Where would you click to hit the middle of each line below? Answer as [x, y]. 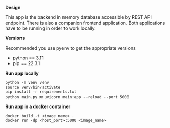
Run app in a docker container [38, 106]
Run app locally [22, 73]
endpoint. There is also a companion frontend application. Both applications [85, 23]
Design [13, 7]
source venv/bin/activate [33, 87]
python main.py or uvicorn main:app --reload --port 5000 [67, 97]
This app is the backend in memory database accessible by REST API [79, 17]
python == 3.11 [28, 58]
